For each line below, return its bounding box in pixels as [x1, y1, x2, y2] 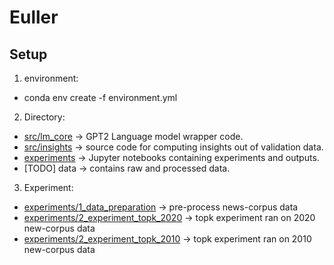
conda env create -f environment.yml [23, 92, 178, 103]
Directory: [23, 111, 66, 123]
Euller [9, 6, 59, 29]
